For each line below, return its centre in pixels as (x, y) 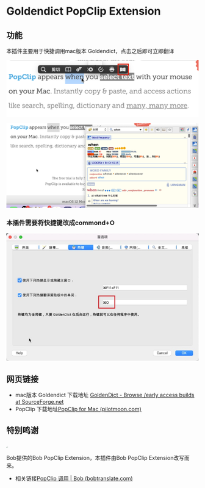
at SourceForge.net (39, 402)
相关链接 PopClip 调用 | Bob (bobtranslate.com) (74, 479)
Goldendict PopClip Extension (84, 11)
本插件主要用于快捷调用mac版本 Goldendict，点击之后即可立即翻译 (90, 51)
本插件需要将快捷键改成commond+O (60, 223)
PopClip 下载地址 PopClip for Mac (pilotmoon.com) (78, 409)
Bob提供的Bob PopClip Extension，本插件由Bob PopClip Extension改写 (95, 458)
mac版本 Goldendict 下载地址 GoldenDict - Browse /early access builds (105, 395)
